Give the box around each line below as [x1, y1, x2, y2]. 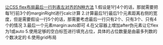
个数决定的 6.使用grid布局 [5, 34, 57, 40]
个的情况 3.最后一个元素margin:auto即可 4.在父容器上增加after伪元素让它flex [5, 22, 159, 28]
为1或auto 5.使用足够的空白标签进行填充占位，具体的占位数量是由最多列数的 [5, 29, 158, 34]
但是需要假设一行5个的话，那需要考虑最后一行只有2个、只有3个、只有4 [13, 16, 157, 22]
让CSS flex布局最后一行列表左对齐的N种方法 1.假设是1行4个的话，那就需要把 [5, 4, 159, 10]
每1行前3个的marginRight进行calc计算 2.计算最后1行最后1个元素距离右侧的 [5, 10, 153, 16]
